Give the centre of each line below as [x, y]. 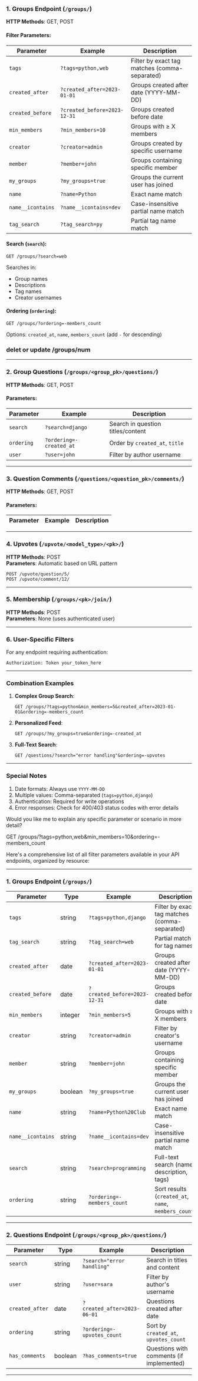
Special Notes [27, 776]
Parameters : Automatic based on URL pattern [62, 563]
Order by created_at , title [146, 443]
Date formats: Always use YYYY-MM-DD [60, 788]
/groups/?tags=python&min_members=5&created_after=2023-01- [101, 707]
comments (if [165, 1356]
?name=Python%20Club [117, 1112]
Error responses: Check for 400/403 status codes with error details [96, 807]
